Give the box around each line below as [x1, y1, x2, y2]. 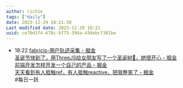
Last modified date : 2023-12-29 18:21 [6, 24, 101, 31]
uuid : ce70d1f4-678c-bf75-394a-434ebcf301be [6, 30, 116, 36]
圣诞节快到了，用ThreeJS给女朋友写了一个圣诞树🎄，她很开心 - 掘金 [14, 54, 177, 61]
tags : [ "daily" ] [6, 14, 46, 20]
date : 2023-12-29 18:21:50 [6, 19, 72, 25]
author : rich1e [6, 8, 43, 15]
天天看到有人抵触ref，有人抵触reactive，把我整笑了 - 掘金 [14, 69, 154, 76]
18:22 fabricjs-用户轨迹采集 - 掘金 [14, 47, 96, 54]
